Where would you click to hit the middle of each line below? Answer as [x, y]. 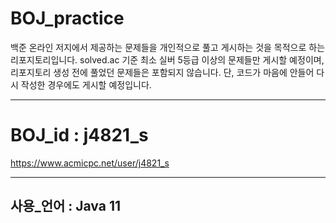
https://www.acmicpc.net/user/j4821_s [90, 163]
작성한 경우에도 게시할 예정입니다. [86, 84]
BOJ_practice [67, 18]
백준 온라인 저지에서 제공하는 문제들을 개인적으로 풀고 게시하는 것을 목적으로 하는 [168, 47]
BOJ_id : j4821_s [79, 135]
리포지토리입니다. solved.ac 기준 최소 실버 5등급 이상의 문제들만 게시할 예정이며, [167, 59]
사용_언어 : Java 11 [66, 206]
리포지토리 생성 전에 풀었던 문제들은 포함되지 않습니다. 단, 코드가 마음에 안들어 [162, 72]
